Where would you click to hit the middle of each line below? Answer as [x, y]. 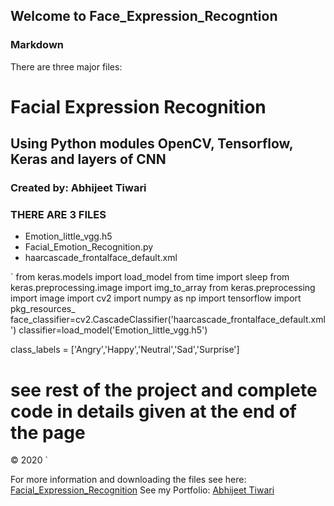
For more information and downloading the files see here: [128, 480]
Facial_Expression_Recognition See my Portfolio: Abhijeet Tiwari [142, 490]
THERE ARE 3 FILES [58, 215]
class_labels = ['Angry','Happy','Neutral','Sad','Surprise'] [125, 350]
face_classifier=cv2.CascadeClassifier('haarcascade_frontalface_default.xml [168, 320]
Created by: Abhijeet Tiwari [78, 188]
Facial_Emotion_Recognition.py [89, 247]
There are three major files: [66, 66]
